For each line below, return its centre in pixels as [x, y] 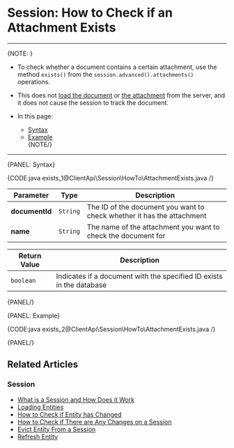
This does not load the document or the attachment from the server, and [121, 95]
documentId [31, 211]
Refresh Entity [38, 436]
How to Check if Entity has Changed [69, 414]
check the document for [126, 235]
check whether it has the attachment [147, 215]
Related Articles [43, 365]
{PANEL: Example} [34, 316]
